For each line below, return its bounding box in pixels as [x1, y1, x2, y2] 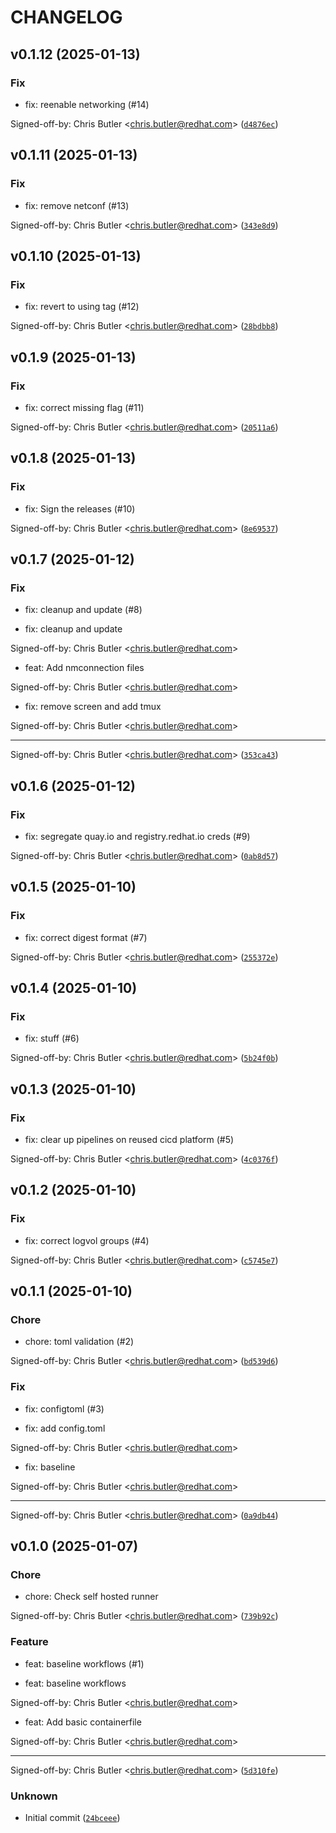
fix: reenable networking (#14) [24, 98, 150, 110]
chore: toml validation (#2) [24, 1336, 135, 1348]
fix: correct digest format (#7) [24, 931, 148, 943]
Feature [10, 1635, 49, 1649]
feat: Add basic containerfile [24, 1716, 142, 1728]
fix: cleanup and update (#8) [24, 604, 143, 616]
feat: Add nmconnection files [24, 662, 145, 674]
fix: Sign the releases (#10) [24, 502, 136, 515]
